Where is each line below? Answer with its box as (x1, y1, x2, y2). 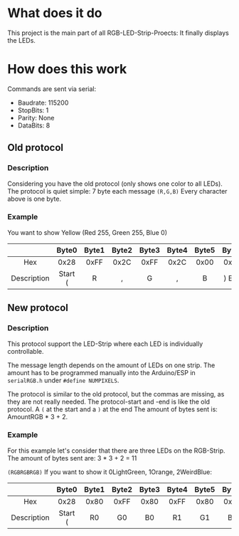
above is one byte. (7, 194, 62, 203)
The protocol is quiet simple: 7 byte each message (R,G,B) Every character (7, 186, 228, 195)
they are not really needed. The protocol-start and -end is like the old (7, 397, 211, 406)
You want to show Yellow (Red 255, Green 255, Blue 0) (7, 228, 167, 236)
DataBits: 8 (17, 121, 51, 130)
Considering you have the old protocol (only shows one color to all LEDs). (7, 179, 223, 188)
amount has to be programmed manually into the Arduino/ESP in (7, 368, 196, 377)
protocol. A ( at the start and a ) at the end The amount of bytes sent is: (7, 404, 218, 414)
